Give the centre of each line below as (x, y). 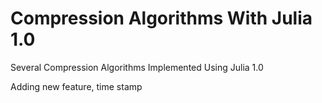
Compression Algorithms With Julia (161, 18)
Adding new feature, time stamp (76, 86)
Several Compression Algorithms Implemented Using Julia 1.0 (137, 67)
